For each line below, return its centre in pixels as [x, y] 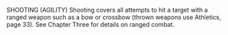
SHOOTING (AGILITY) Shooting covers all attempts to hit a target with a [107, 10]
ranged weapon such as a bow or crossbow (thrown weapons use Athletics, [114, 17]
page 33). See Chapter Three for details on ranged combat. [91, 24]
